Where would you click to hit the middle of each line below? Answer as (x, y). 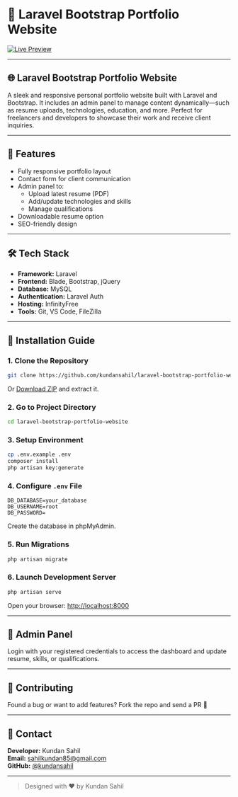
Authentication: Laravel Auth (61, 297)
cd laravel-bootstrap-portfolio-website (68, 422)
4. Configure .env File (45, 486)
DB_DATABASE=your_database (47, 501)
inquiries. (21, 125)
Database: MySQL (45, 289)
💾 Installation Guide (51, 340)
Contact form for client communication (74, 178)
